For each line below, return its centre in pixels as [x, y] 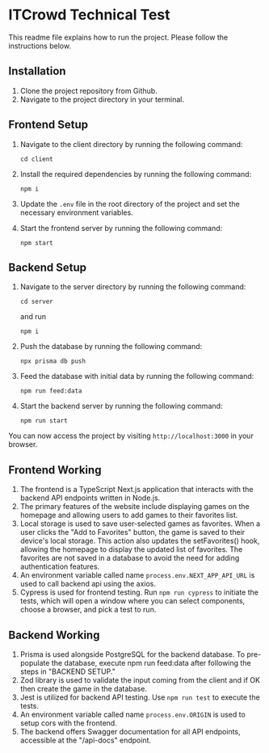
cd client [37, 159]
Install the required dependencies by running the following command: [136, 174]
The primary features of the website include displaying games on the [134, 507]
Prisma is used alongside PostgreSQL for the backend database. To [132, 654]
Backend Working [54, 635]
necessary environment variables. [76, 212]
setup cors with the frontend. [68, 723]
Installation [37, 72]
